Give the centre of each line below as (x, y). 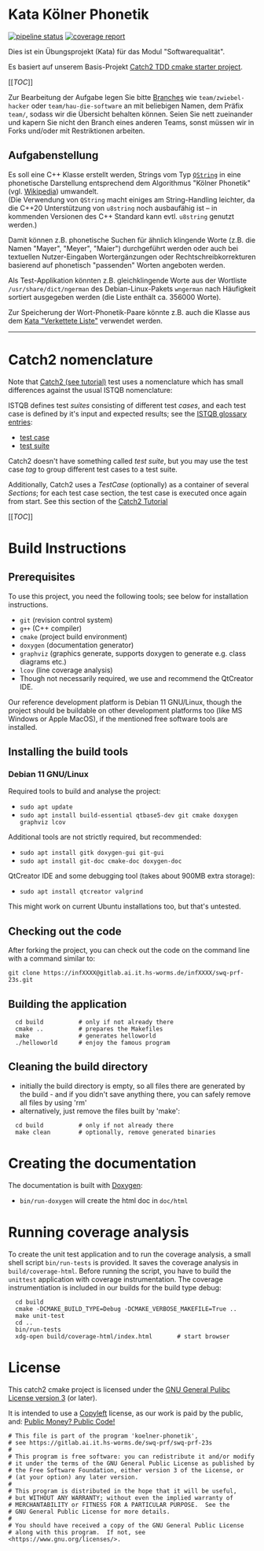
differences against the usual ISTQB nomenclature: (90, 390)
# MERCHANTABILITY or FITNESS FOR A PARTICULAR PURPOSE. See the (119, 1505)
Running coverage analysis (99, 1232)
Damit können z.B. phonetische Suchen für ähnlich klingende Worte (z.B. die (132, 240)
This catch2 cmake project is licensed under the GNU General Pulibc (119, 1389)
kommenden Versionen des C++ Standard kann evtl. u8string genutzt (121, 216)
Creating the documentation (102, 1164)
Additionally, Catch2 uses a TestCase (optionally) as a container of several (128, 484)
